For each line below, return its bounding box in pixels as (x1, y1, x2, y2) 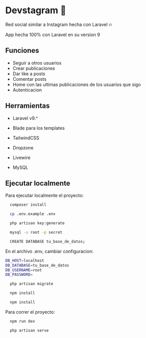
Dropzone (12, 144, 34, 150)
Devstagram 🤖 (5, 5, 67, 16)
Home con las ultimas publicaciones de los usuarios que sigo (12, 81, 141, 87)
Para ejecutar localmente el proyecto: (5, 193, 84, 199)
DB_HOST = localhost (5, 258, 44, 263)
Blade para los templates (12, 125, 65, 131)
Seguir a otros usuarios (12, 59, 62, 66)
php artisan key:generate (10, 221, 65, 226)
